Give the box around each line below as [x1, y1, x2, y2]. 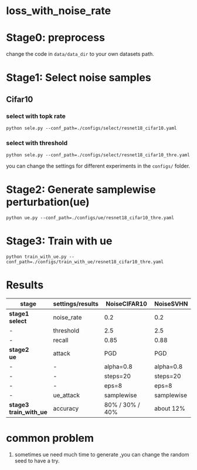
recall [53, 336, 69, 344]
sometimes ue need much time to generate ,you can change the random [14, 451, 189, 458]
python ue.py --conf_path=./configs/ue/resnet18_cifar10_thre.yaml [6, 215, 175, 221]
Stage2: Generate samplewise [6, 183, 157, 196]
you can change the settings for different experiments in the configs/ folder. [6, 163, 191, 170]
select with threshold [6, 139, 68, 147]
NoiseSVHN [154, 300, 188, 308]
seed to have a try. [14, 457, 60, 465]
